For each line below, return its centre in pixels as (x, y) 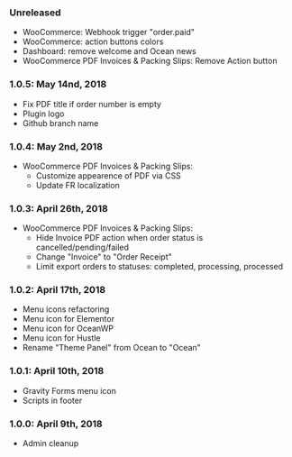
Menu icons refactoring (66, 309)
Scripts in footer (52, 400)
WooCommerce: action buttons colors (93, 41)
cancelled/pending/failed (82, 247)
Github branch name (60, 123)
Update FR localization (78, 185)
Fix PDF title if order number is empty (92, 104)
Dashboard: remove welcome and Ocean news (109, 51)
